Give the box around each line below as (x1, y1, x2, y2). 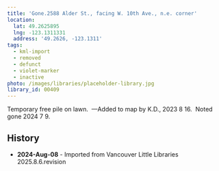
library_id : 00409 (7, 86, 60, 93)
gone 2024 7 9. (7, 112, 51, 120)
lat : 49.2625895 (13, 23, 60, 29)
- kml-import (13, 49, 51, 55)
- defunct (13, 61, 41, 68)
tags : (7, 42, 23, 49)
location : (7, 16, 36, 23)
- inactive (13, 73, 44, 81)
